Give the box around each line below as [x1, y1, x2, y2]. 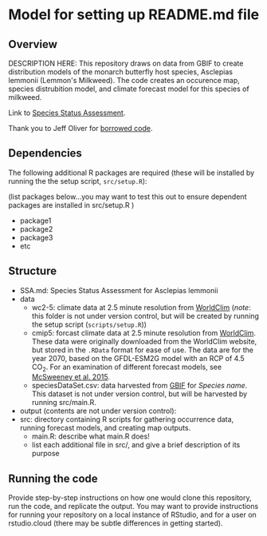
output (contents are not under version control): [19, 406, 177, 416]
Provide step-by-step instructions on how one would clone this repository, [8, 493, 252, 502]
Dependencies [8, 146, 82, 161]
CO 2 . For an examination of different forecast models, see [31, 362, 222, 373]
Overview [8, 38, 58, 51]
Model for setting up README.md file [8, 6, 260, 24]
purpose [31, 449, 60, 459]
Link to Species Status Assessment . [8, 108, 126, 117]
